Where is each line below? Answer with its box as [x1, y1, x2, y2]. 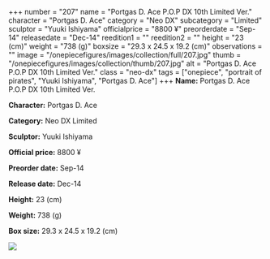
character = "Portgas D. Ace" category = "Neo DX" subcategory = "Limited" [8, 15, 263, 25]
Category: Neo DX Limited [8, 116, 97, 125]
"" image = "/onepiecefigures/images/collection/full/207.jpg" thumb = [8, 50, 242, 59]
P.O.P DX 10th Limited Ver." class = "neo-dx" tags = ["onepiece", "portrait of [8, 67, 262, 76]
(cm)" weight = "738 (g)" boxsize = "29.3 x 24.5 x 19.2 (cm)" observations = [8, 41, 263, 51]
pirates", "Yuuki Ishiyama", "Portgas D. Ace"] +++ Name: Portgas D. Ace [8, 76, 251, 85]
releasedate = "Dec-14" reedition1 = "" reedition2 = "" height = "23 [21, 32, 245, 42]
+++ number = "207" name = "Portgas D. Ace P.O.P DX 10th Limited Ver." [8, 7, 253, 16]
